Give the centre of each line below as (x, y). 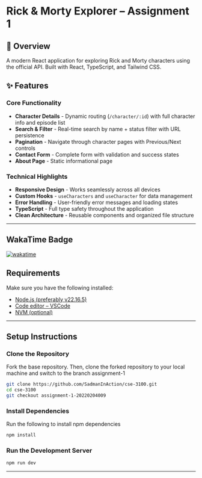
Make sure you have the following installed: (60, 288)
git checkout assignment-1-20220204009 (56, 396)
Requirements (33, 273)
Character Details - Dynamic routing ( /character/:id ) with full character (105, 116)
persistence (30, 135)
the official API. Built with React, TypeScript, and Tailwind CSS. (84, 67)
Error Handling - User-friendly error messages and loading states (96, 202)
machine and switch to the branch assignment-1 (66, 373)
